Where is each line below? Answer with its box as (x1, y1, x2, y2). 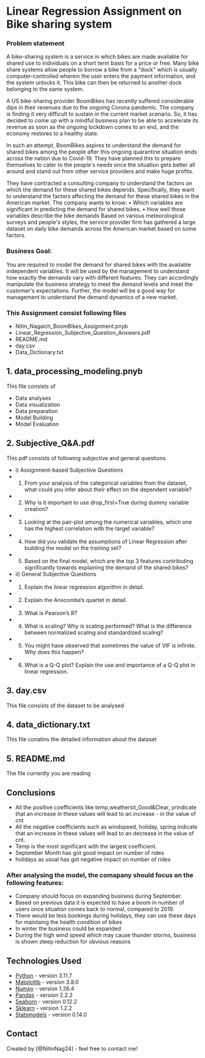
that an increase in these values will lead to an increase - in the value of (15, 810, 196, 818)
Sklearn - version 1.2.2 (15, 1005, 72, 1012)
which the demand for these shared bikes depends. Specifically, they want (6, 186, 195, 193)
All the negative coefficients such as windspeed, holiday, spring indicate (15, 823, 198, 830)
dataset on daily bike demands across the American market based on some (6, 225, 197, 233)
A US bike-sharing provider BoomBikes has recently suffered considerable (6, 97, 194, 105)
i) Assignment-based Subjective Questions (15, 466, 124, 474)
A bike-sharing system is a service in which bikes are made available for (6, 53, 188, 61)
